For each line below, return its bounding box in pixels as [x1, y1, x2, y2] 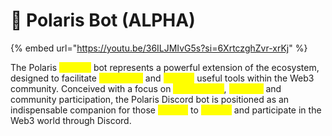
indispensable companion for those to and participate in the [10, 104, 322, 116]
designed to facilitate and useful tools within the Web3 [10, 72, 315, 84]
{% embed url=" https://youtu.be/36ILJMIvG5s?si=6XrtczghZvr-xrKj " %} [10, 42, 308, 54]
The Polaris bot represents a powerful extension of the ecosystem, [10, 61, 320, 73]
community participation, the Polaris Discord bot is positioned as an [10, 93, 290, 105]
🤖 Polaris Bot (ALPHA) [10, 9, 196, 32]
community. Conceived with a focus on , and [10, 82, 282, 94]
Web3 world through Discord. [10, 114, 132, 126]
